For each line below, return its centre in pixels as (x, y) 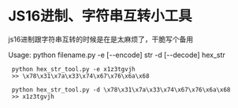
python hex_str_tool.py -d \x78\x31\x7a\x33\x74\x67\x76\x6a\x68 (121, 90)
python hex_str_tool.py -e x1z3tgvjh (73, 69)
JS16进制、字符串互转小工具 (100, 16)
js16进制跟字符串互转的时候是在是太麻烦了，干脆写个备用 (101, 39)
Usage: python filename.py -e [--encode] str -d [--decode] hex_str (117, 55)
